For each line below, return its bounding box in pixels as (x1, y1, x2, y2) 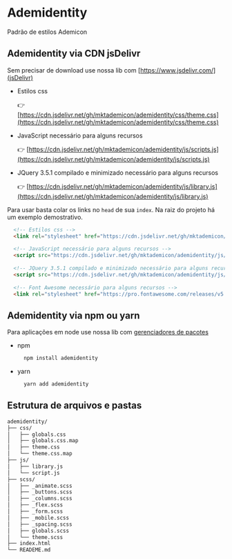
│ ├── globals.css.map (7, 437, 79, 444)
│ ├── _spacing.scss (7, 520, 72, 528)
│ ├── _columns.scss (7, 495, 72, 502)
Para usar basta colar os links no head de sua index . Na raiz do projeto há (7, 205, 215, 214)
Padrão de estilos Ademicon (7, 28, 88, 36)
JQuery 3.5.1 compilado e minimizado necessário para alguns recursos (17, 168, 219, 177)
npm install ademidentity (23, 354, 98, 362)
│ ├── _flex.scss (7, 502, 64, 509)
